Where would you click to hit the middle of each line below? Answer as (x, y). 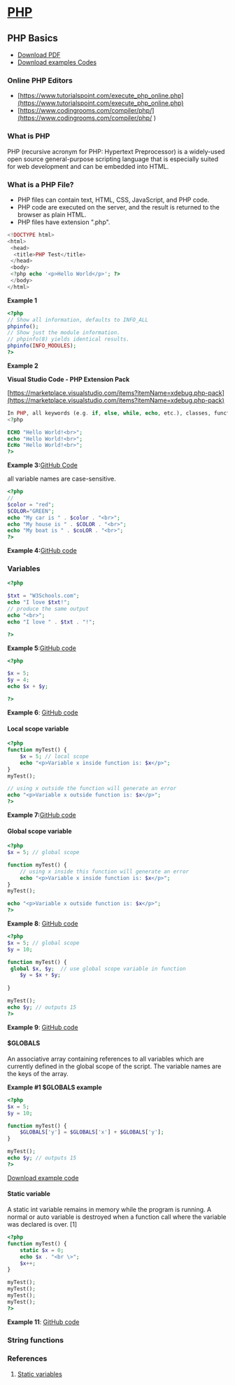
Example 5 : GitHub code (42, 648)
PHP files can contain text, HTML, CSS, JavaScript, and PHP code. (113, 200)
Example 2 (23, 366)
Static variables (40, 1374)
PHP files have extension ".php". (64, 222)
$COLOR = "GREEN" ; (31, 511)
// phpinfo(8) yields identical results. (69, 339)
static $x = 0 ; (42, 1250)
